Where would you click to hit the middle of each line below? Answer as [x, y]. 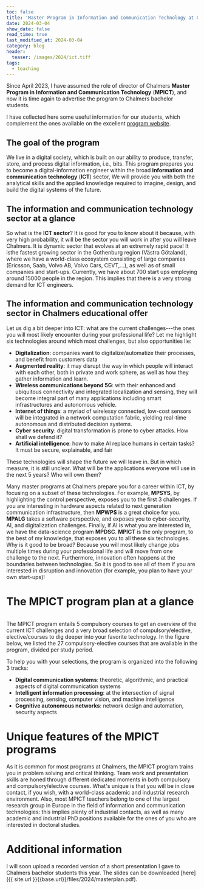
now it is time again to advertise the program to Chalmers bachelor [90, 99]
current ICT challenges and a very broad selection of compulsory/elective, [99, 630]
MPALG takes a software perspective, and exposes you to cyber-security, [99, 519]
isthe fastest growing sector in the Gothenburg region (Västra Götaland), [97, 252]
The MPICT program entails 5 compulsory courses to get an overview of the [101, 624]
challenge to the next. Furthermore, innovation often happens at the [91, 557]
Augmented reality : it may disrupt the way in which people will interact [104, 365]
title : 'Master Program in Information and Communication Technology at [100, 18]
